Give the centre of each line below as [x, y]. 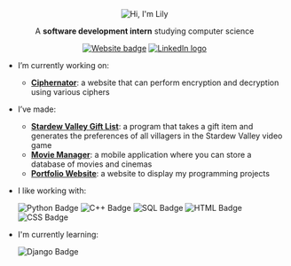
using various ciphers [70, 92]
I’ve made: [36, 109]
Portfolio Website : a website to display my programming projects [150, 173]
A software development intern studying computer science [145, 31]
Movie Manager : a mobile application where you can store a [141, 155]
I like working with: [52, 191]
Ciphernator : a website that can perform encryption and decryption [155, 82]
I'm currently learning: [58, 235]
